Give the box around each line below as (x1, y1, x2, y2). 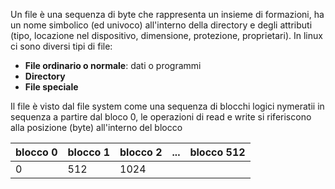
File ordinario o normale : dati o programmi (24, 60, 202, 71)
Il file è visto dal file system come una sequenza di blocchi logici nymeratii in (10, 100, 325, 112)
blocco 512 (189, 145, 246, 159)
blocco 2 (119, 145, 163, 159)
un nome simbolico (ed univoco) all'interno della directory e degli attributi (10, 19, 313, 31)
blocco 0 (15, 145, 58, 159)
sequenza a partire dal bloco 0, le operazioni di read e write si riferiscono (10, 111, 312, 123)
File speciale (24, 81, 79, 93)
